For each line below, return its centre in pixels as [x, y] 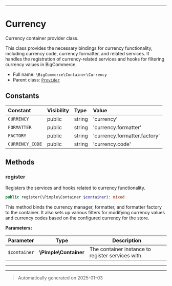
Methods [20, 162]
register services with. [116, 256]
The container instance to [120, 249]
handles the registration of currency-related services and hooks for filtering [85, 59]
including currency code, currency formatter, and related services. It [77, 53]
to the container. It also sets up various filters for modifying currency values [85, 213]
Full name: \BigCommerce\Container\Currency [60, 74]
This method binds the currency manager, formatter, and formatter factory [84, 207]
